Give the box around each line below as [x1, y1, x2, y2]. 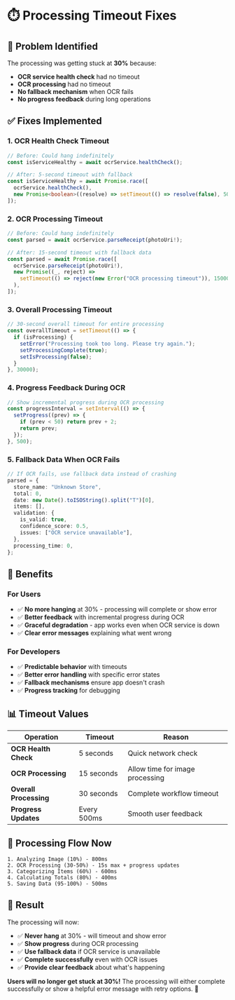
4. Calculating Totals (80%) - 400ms [7, 874, 117, 881]
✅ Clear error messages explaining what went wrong [17, 629, 172, 637]
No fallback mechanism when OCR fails [17, 88, 134, 95]
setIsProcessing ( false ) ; [20, 353, 92, 360]
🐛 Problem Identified [7, 40, 98, 52]
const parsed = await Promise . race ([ [7, 255, 117, 262]
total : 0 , [13, 490, 42, 497]
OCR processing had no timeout [17, 80, 111, 88]
